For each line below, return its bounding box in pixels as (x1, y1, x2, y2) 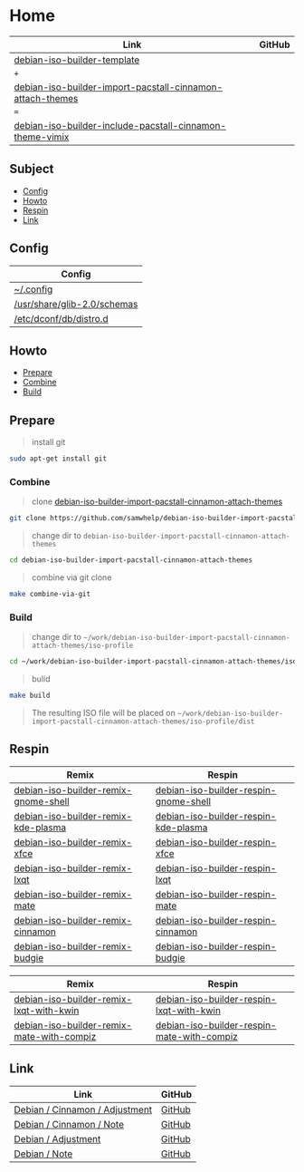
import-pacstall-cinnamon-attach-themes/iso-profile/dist (31, 717, 255, 726)
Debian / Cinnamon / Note (14, 1118, 125, 1130)
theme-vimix (14, 131, 70, 143)
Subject (9, 161, 54, 177)
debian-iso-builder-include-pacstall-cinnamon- (14, 119, 227, 131)
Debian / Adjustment (14, 1132, 101, 1145)
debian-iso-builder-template (14, 53, 140, 66)
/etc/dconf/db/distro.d (14, 312, 109, 324)
